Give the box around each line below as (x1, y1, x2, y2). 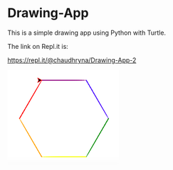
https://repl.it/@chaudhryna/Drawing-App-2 (7, 55, 137, 64)
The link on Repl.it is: (7, 42, 69, 50)
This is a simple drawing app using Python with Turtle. (7, 28, 166, 37)
